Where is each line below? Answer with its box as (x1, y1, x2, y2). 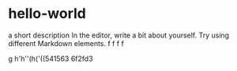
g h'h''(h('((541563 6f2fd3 (8, 54, 93, 63)
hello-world (8, 5, 87, 23)
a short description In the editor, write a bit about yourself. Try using (8, 30, 230, 40)
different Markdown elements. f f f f (8, 38, 125, 48)
